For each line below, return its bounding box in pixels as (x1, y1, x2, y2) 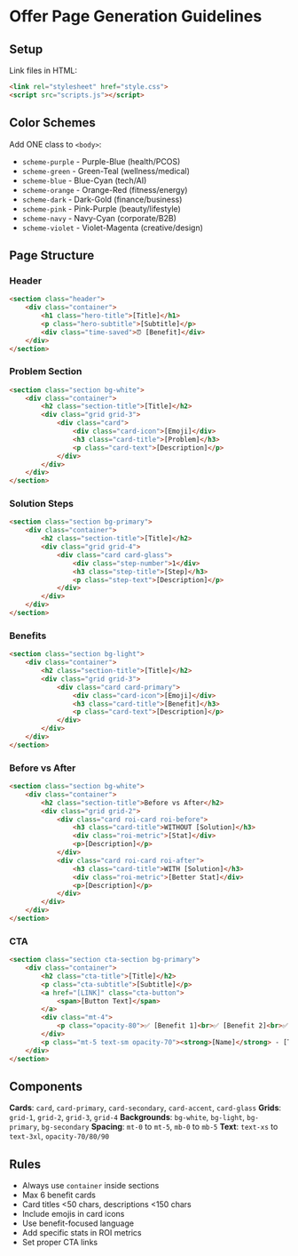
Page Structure (9, 247, 95, 263)
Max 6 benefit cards (21, 1189, 96, 1201)
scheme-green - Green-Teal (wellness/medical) (21, 165, 191, 176)
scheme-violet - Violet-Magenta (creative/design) (21, 222, 204, 233)
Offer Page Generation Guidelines (9, 6, 263, 27)
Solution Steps (9, 498, 74, 510)
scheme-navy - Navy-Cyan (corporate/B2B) (21, 212, 177, 223)
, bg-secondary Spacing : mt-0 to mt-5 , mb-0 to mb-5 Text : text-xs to (36, 1122, 278, 1132)
